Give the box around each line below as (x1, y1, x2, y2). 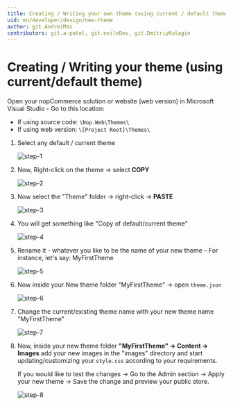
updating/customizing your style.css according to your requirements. (17, 357, 218, 365)
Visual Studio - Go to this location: (7, 105, 105, 113)
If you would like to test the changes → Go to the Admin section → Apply (17, 370, 225, 378)
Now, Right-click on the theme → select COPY (17, 166, 150, 174)
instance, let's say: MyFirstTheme (17, 254, 114, 262)
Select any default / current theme (17, 139, 116, 147)
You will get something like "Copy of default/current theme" (17, 219, 189, 228)
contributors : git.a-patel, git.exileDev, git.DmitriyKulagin (7, 29, 191, 37)
